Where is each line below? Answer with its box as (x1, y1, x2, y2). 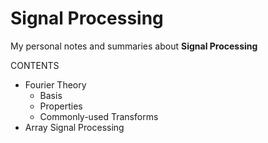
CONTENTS (10, 59, 60, 71)
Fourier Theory (24, 78, 87, 91)
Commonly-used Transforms (39, 110, 159, 122)
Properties (39, 100, 83, 112)
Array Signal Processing (24, 121, 125, 133)
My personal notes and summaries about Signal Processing (10, 40, 258, 52)
